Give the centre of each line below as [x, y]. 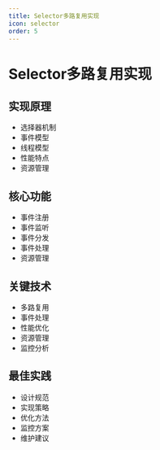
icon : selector [34, 24]
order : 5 [23, 31]
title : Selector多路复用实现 [54, 16]
